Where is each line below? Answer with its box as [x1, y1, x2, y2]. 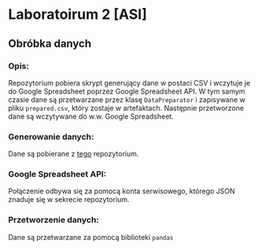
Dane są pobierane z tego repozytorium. [8, 149, 139, 159]
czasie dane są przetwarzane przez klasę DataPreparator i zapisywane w [8, 94, 246, 104]
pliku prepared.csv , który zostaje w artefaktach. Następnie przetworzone [8, 103, 245, 112]
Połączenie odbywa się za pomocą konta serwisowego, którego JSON [8, 186, 236, 196]
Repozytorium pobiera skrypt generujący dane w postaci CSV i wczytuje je [8, 78, 251, 87]
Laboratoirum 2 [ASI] [8, 6, 147, 24]
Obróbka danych [8, 37, 92, 50]
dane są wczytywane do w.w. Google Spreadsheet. [8, 112, 175, 121]
